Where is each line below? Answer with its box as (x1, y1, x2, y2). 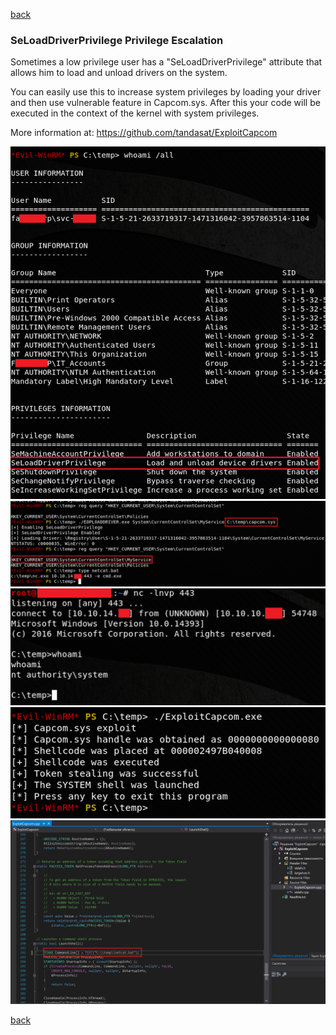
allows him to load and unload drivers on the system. (10, 67, 228, 79)
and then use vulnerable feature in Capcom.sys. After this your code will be (10, 97, 321, 109)
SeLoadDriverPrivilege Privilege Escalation (10, 33, 224, 47)
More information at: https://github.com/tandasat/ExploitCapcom (10, 127, 278, 139)
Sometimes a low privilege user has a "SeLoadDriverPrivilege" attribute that (10, 56, 323, 68)
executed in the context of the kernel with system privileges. (10, 107, 260, 119)
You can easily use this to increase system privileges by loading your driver (10, 86, 322, 98)
